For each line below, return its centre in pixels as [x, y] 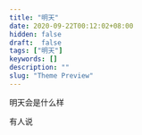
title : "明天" [34, 17]
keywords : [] [33, 59]
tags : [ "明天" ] [36, 51]
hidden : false [36, 34]
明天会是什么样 [37, 102]
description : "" [39, 68]
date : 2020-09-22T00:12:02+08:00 [71, 26]
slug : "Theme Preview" [51, 76]
